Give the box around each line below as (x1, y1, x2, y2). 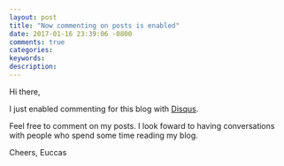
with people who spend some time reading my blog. (9, 130, 199, 140)
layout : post (9, 12, 58, 22)
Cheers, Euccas (9, 147, 67, 157)
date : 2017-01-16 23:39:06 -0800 (9, 29, 133, 38)
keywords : (9, 54, 46, 63)
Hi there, (9, 86, 41, 97)
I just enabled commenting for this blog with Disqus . (9, 103, 199, 114)
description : (9, 63, 58, 72)
